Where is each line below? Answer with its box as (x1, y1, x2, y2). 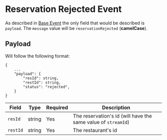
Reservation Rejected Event (5, 3, 122, 15)
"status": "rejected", (23, 84, 70, 89)
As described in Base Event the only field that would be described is (5, 20, 145, 26)
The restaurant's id (73, 127, 117, 134)
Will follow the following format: (5, 53, 70, 59)
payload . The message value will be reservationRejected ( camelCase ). (5, 25, 148, 31)
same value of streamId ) (73, 119, 130, 126)
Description (101, 104, 131, 111)
